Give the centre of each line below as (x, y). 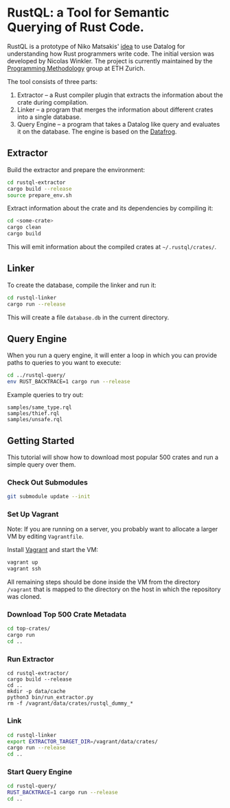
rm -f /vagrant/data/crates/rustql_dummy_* (70, 703)
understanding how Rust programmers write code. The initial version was (111, 54)
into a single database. (49, 117)
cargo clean (24, 227)
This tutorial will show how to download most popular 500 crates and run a (113, 457)
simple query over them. (42, 464)
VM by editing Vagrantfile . (46, 536)
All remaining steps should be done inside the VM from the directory (104, 582)
